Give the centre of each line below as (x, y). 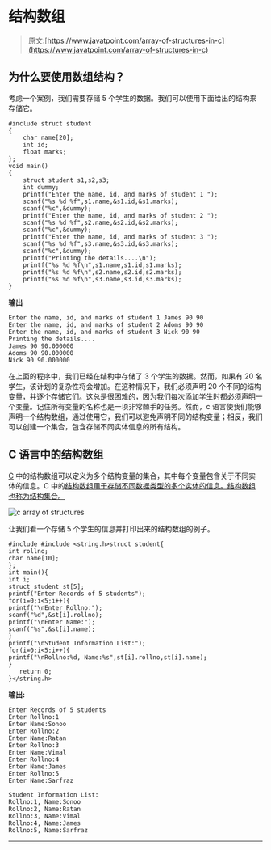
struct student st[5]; (46, 586)
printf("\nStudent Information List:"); (77, 643)
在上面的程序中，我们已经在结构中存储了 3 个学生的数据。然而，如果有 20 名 (135, 376)
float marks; (45, 152)
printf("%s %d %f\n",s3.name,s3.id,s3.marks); (102, 279)
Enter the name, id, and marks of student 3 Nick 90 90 (104, 332)
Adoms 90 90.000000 (41, 353)
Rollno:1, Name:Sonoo (45, 801)
